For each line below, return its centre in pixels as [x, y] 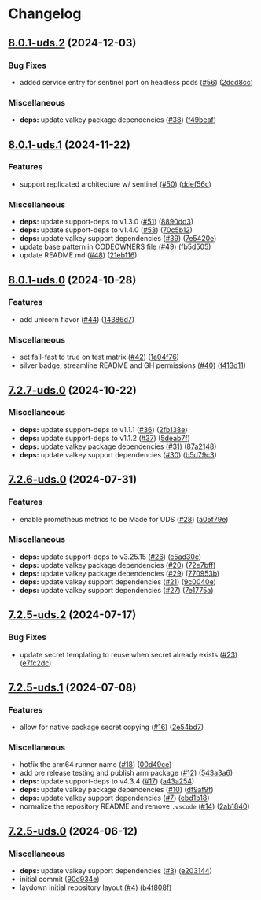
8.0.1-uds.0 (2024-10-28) [72, 280]
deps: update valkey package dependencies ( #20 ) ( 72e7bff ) [118, 565]
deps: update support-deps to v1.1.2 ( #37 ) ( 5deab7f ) [105, 438]
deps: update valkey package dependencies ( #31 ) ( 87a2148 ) [118, 446]
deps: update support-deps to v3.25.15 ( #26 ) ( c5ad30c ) [110, 557]
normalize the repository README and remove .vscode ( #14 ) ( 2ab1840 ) [134, 806]
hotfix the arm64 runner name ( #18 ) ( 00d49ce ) [96, 765]
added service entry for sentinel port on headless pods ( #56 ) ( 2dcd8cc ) [136, 82]
